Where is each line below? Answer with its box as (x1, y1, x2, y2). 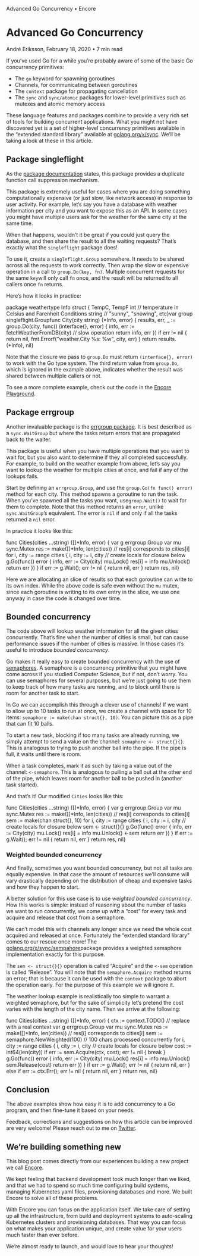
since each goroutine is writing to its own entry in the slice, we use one (6, 588, 180, 595)
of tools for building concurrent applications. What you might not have (6, 118, 178, 125)
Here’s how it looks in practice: (6, 292, 81, 299)
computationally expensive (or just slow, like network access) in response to (6, 194, 193, 201)
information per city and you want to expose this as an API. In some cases (6, 207, 187, 214)
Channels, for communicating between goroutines (14, 81, 138, 88)
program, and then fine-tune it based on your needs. (6, 1107, 135, 1114)
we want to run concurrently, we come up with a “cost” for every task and (6, 907, 187, 914)
